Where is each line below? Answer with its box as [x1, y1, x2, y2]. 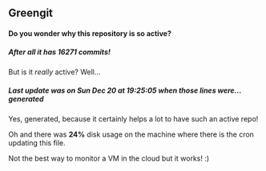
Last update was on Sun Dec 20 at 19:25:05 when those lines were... [8, 85, 242, 95]
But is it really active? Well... [8, 67, 101, 77]
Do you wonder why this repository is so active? [8, 28, 172, 38]
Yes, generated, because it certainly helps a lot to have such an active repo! [8, 113, 259, 123]
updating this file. [8, 137, 66, 147]
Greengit [8, 6, 54, 20]
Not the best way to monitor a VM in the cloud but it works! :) [8, 153, 210, 163]
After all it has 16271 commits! [8, 47, 111, 57]
